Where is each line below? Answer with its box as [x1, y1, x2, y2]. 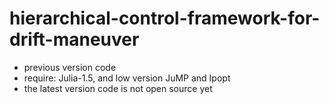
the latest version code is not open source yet [23, 82, 213, 94]
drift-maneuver [9, 28, 140, 51]
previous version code [23, 61, 117, 73]
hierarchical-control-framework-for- [9, 7, 321, 30]
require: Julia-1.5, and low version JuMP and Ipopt [23, 72, 231, 84]
